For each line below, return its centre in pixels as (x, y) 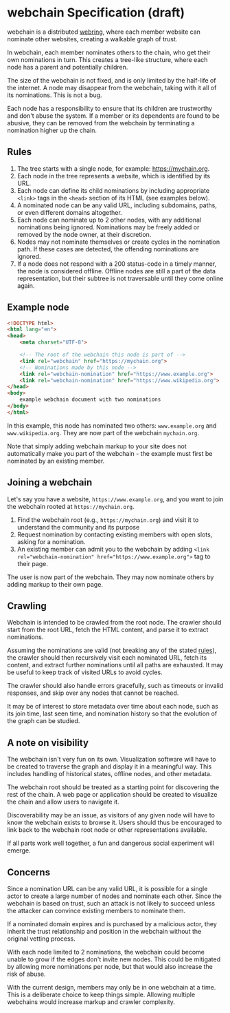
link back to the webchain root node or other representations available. (107, 830)
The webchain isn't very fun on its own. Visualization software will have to (112, 760)
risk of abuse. (26, 974)
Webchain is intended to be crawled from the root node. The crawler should (114, 623)
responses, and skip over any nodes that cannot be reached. (93, 693)
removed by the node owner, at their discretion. (84, 234)
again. (26, 285)
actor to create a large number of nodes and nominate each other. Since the (114, 896)
